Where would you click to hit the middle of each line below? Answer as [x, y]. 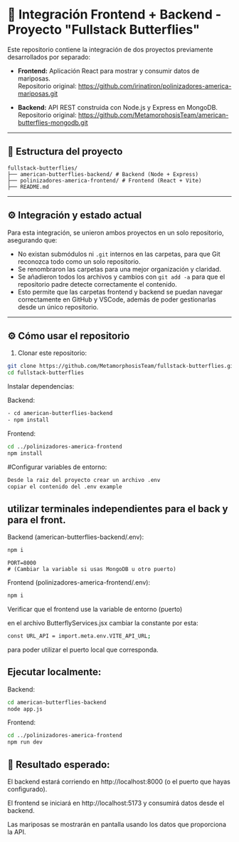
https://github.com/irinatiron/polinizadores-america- [155, 86]
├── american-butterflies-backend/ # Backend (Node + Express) [103, 174]
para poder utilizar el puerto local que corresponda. [83, 650]
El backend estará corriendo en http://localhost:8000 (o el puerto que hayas [119, 781]
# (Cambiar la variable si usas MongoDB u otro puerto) [92, 570]
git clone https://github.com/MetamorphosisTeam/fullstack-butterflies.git [122, 366]
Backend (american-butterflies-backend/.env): [76, 537]
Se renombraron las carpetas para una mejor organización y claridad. [119, 269]
